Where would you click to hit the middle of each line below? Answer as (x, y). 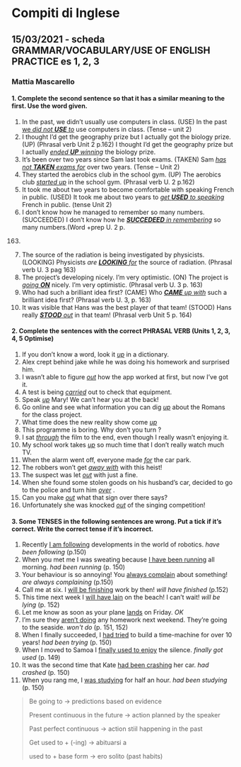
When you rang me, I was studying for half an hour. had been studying (124, 680)
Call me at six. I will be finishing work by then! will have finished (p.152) (125, 590)
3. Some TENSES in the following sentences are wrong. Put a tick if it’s (117, 521)
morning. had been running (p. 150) (74, 567)
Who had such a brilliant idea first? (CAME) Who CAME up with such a (124, 292)
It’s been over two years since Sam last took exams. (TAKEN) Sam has (124, 159)
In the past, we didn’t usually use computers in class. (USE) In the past (124, 121)
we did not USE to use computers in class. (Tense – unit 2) (107, 129)
